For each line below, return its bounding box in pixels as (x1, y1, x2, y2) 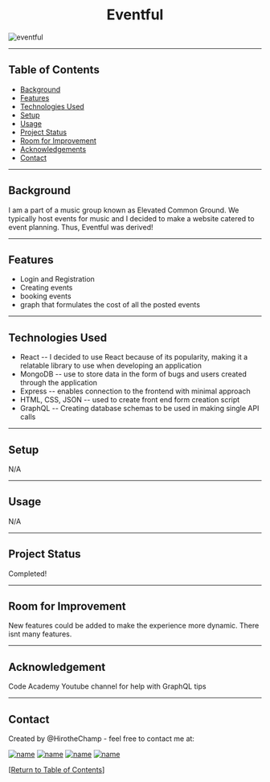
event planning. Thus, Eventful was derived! (8, 222, 153, 232)
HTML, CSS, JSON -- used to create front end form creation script (19, 395, 240, 405)
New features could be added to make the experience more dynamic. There (8, 621, 260, 631)
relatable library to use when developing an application (19, 360, 202, 371)
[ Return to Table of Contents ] (8, 765, 105, 775)
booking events (19, 291, 72, 301)
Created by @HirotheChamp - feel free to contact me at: (8, 734, 195, 743)
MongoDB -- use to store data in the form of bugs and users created (19, 369, 247, 379)
